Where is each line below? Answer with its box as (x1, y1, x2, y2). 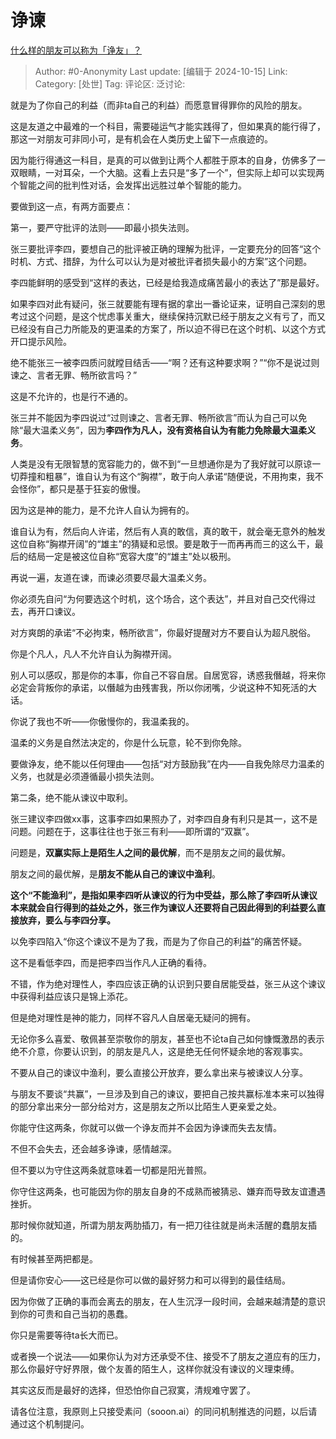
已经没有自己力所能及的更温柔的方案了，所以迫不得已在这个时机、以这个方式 (10, 322, 326, 335)
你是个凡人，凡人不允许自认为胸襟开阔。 (10, 647, 177, 660)
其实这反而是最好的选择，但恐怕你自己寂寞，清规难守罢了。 (10, 1384, 256, 1396)
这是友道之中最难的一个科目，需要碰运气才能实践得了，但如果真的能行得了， (10, 120, 326, 132)
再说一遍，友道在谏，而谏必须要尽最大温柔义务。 (10, 571, 212, 583)
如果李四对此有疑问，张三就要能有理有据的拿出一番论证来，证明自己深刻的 (10, 297, 317, 310)
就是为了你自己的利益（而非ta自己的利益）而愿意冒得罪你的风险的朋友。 (10, 99, 308, 111)
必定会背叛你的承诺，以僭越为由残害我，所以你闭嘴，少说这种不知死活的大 (10, 681, 317, 693)
